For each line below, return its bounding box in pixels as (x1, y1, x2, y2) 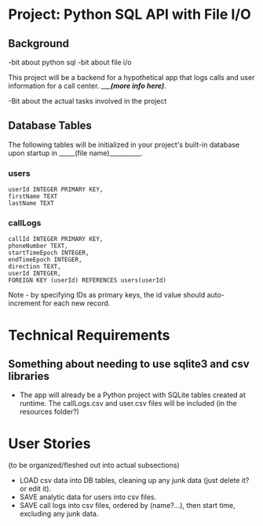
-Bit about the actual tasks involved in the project (8, 97, 167, 105)
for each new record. (42, 298, 111, 308)
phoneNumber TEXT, (8, 242, 68, 250)
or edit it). (19, 484, 52, 494)
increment (8, 298, 42, 308)
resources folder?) (19, 407, 80, 417)
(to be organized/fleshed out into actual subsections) (8, 461, 180, 470)
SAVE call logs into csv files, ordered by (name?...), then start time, (19, 501, 236, 510)
